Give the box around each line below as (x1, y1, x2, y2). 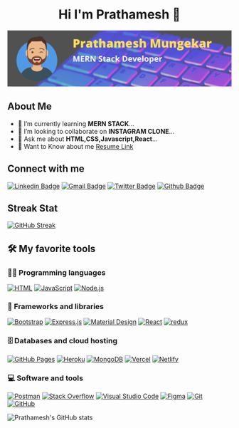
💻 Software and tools (7, 373, 84, 383)
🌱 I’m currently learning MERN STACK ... (17, 119, 135, 127)
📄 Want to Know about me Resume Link (17, 142, 134, 150)
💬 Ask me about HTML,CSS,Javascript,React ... (17, 135, 158, 143)
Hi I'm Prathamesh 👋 (58, 6, 181, 23)
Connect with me (7, 163, 85, 175)
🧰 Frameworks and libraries (7, 301, 105, 311)
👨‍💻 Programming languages (7, 267, 106, 277)
